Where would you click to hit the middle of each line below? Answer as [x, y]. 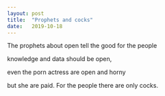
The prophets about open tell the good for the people [82, 46]
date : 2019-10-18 [35, 26]
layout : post [26, 13]
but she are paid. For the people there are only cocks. [83, 86]
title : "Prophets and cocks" [50, 20]
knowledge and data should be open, [60, 59]
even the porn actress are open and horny [66, 72]
